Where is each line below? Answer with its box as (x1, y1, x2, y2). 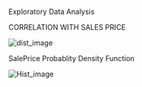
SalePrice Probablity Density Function (8, 54, 136, 63)
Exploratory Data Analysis (8, 7, 95, 16)
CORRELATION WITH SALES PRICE (8, 23, 126, 31)
